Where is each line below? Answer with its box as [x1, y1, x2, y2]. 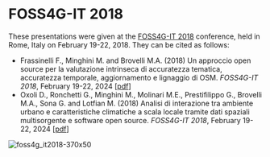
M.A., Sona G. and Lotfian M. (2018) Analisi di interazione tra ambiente [19, 98, 254, 108]
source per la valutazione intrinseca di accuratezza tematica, [19, 64, 223, 73]
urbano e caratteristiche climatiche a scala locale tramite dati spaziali [19, 106, 250, 117]
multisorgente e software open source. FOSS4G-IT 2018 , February [19, 115, 242, 125]
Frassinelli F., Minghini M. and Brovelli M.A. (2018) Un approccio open [19, 56, 251, 65]
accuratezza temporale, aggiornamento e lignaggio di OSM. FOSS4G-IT [19, 72, 259, 82]
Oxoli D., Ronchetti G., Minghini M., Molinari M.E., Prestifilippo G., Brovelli [19, 89, 262, 99]
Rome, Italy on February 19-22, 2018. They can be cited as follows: [8, 39, 230, 49]
